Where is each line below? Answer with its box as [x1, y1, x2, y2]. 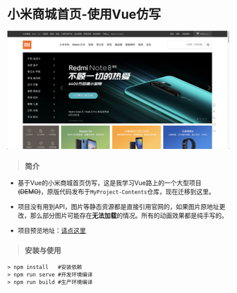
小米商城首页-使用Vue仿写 [7, 6, 162, 23]
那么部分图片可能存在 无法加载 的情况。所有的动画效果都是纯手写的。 [30, 211, 228, 220]
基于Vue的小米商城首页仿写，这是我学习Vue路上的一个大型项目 [17, 179, 202, 187]
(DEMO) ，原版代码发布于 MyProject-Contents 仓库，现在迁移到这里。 [17, 188, 215, 196]
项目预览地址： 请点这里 [17, 227, 86, 235]
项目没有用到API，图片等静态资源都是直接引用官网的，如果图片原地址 [17, 203, 220, 211]
